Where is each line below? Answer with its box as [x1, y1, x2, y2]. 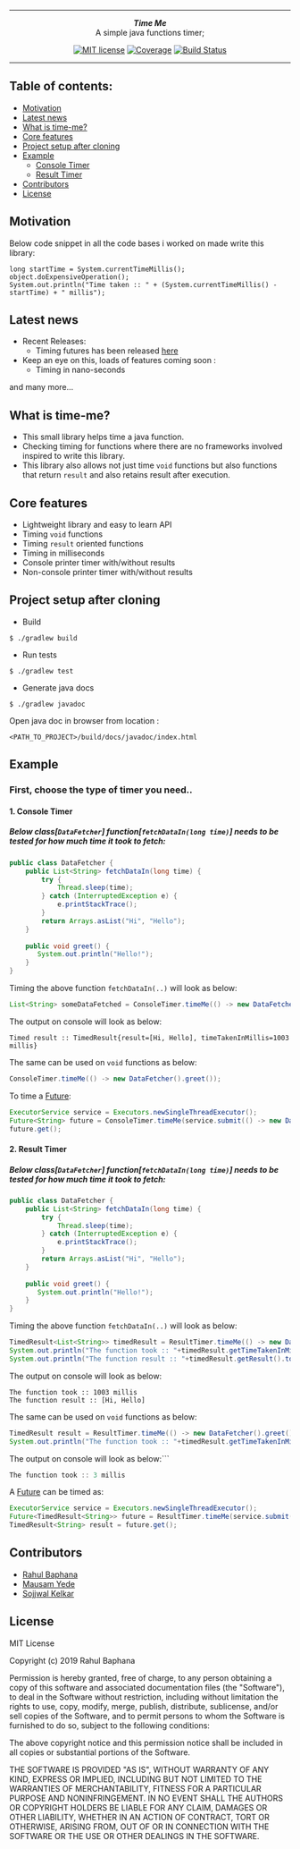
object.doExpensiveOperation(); [9, 272, 129, 282]
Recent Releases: [21, 336, 87, 347]
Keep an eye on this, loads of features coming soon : [21, 355, 217, 366]
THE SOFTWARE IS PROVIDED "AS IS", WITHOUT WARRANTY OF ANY [9, 1764, 270, 1775]
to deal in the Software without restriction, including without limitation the [9, 1692, 279, 1702]
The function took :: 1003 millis [9, 1387, 138, 1396]
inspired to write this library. [21, 451, 125, 462]
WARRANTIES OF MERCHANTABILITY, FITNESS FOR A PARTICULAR [9, 1783, 262, 1794]
